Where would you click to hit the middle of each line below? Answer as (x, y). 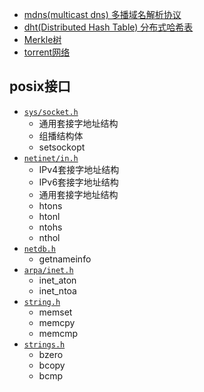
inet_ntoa (57, 290)
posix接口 (40, 86)
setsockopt (62, 147)
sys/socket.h (51, 112)
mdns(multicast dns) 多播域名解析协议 (102, 14)
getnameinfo (65, 259)
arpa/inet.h (48, 270)
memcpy (57, 322)
